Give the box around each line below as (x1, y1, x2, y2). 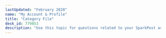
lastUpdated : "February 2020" (5, 7, 68, 12)
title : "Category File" (5, 16, 54, 21)
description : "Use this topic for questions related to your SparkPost (5, 26, 156, 31)
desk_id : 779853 (5, 21, 39, 26)
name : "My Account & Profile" (5, 12, 68, 17)
